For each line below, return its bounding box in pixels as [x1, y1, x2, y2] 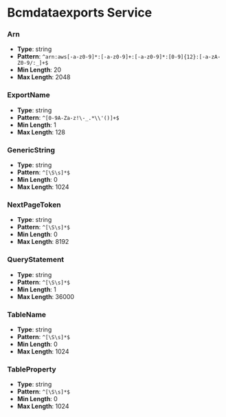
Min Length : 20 [16, 65, 62, 74]
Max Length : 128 [16, 128, 65, 136]
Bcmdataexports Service [7, 5, 152, 21]
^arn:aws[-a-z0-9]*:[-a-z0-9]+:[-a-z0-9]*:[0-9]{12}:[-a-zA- [42, 54, 221, 61]
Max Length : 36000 [16, 292, 74, 301]
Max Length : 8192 [16, 238, 69, 246]
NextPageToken [7, 200, 62, 210]
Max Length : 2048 [16, 73, 71, 81]
